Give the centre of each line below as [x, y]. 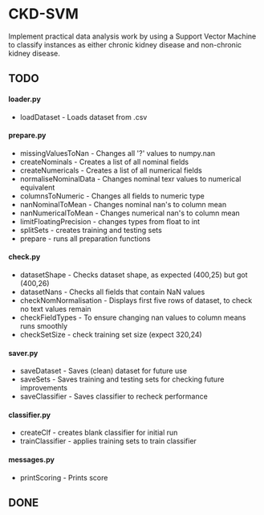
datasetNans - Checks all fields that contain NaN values [112, 292]
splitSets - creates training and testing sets [91, 230]
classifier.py [29, 415]
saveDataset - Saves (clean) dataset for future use [103, 371]
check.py [24, 257]
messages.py [31, 460]
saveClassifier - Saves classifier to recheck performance [114, 396]
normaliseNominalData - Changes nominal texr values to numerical [130, 178]
